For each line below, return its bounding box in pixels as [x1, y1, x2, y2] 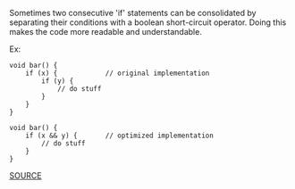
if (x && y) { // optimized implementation [25, 131, 215, 140]
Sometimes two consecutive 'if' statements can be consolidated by [9, 8, 257, 18]
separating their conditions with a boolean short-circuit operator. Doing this [9, 17, 287, 28]
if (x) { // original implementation [25, 69, 210, 78]
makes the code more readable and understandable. [9, 27, 203, 37]
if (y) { [41, 77, 74, 86]
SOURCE [9, 170, 42, 181]
